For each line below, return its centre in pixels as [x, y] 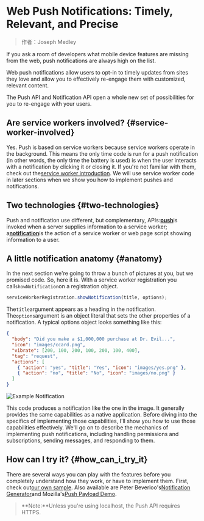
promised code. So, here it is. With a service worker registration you [92, 280]
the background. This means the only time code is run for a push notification [102, 153]
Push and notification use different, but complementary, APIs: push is [92, 220]
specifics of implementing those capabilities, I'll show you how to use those [101, 421]
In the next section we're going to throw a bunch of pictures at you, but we [100, 274]
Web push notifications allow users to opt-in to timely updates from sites [97, 72]
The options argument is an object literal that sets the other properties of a [98, 316]
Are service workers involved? [65, 123]
